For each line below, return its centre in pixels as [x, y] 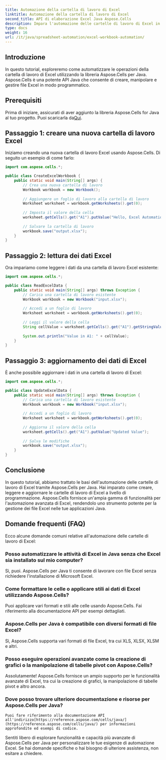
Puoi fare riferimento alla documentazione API [55, 716]
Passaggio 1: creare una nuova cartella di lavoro [80, 133]
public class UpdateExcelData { [38, 390]
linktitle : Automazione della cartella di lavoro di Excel [67, 14]
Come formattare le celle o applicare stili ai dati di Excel [73, 589]
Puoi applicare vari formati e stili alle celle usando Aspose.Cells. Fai [74, 606]
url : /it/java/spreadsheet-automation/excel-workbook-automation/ [75, 38]
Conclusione [25, 470]
